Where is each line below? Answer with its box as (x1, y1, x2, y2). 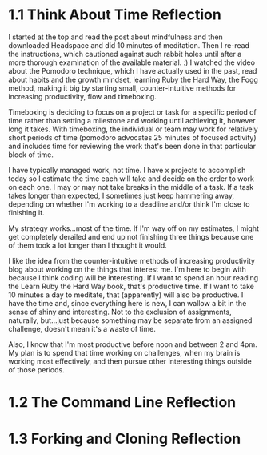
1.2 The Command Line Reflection (8, 393, 237, 412)
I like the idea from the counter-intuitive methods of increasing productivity (8, 256, 256, 265)
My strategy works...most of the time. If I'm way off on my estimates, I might (8, 223, 260, 233)
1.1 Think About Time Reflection (8, 6, 221, 24)
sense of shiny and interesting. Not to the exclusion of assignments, (8, 307, 232, 316)
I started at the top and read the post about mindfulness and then (8, 32, 224, 42)
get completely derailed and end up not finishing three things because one (8, 232, 254, 241)
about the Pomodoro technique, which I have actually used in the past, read (8, 66, 257, 75)
